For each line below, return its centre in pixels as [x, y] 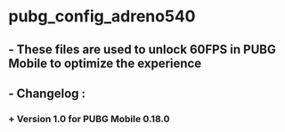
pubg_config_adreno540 [102, 16]
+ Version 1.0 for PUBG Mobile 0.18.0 [89, 119]
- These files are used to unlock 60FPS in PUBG [142, 49]
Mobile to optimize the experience [105, 63]
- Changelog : [47, 93]
